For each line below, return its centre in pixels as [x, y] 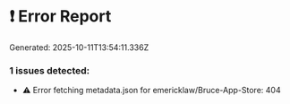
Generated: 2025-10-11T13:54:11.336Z [79, 47]
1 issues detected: [50, 70]
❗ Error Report [60, 17]
